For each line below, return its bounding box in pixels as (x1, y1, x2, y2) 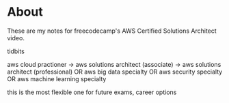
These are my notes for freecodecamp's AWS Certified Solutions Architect (7, 27, 217, 35)
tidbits (7, 47, 25, 55)
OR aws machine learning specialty (7, 74, 107, 83)
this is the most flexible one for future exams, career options (7, 88, 177, 96)
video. (7, 33, 25, 42)
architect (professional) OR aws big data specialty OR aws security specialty (7, 68, 223, 76)
